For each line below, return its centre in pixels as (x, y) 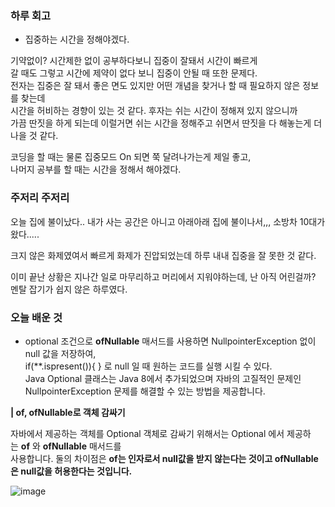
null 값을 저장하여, (60, 353)
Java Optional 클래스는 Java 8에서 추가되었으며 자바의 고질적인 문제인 (163, 378)
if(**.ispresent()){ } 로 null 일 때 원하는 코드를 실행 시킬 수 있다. (148, 366)
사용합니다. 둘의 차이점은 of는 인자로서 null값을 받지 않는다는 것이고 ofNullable (164, 458)
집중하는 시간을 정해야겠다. (77, 39)
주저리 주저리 (40, 198)
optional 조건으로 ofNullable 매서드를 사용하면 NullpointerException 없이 (170, 341)
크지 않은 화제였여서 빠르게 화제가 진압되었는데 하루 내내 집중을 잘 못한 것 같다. (163, 255)
